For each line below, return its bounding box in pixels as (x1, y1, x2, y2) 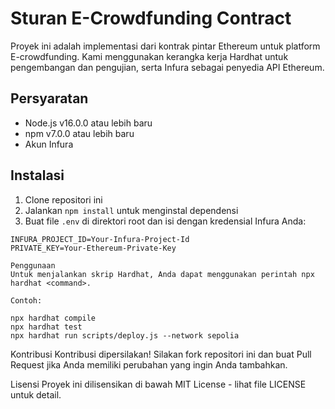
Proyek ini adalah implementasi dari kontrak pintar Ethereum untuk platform (10, 40, 321, 52)
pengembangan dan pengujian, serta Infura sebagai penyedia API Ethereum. (10, 61, 325, 73)
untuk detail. (10, 388, 62, 401)
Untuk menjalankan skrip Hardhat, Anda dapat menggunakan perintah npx (10, 269, 315, 279)
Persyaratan (10, 90, 89, 107)
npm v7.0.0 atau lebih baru (24, 127, 135, 139)
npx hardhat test (10, 322, 83, 332)
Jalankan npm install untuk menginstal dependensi (24, 204, 239, 216)
